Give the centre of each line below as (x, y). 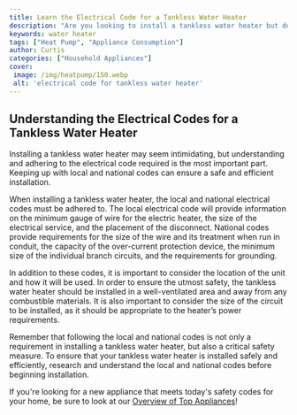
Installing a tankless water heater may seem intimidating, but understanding (147, 154)
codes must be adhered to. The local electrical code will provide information (148, 209)
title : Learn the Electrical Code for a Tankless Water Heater (128, 17)
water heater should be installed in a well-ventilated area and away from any (148, 292)
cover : (21, 67)
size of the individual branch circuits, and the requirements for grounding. (143, 256)
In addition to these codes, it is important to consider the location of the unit (147, 273)
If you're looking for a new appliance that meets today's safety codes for (141, 392)
